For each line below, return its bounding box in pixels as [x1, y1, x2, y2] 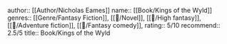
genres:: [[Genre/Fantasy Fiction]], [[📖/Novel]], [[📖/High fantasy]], [7, 13, 201, 22]
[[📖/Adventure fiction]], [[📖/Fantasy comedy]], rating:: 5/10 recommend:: [7, 21, 221, 29]
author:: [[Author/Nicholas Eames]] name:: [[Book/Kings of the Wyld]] [7, 6, 213, 14]
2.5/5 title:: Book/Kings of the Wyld [7, 28, 111, 37]
